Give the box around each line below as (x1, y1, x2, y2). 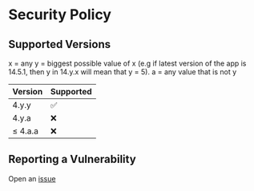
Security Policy (8, 6, 112, 24)
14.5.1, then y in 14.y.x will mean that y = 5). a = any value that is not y (8, 67, 237, 77)
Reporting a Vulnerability (8, 153, 136, 166)
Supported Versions (8, 38, 111, 51)
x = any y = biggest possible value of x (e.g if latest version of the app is (8, 58, 247, 68)
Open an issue (8, 173, 56, 183)
